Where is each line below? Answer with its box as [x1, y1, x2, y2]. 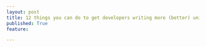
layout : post [6, 9, 40, 15]
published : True [6, 20, 48, 26]
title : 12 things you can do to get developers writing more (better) [6, 15, 191, 21]
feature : [6, 26, 29, 32]
